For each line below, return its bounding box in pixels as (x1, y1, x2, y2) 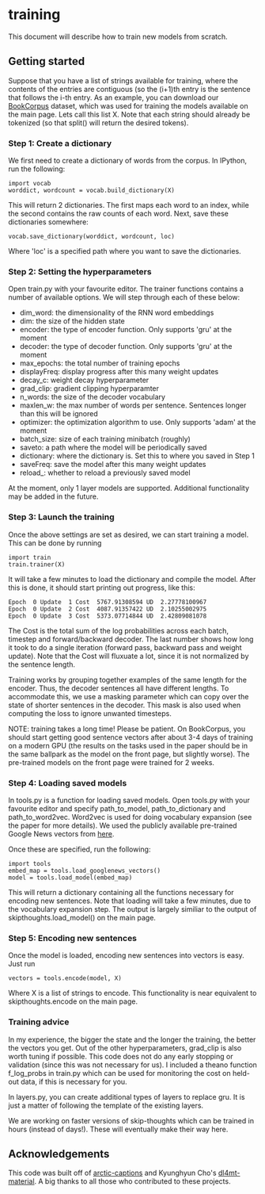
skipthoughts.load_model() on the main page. (8, 913, 157, 922)
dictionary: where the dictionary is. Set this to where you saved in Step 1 (19, 451, 256, 461)
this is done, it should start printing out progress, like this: (8, 583, 195, 592)
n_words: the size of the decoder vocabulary (19, 392, 166, 402)
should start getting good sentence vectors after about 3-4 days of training (8, 732, 253, 742)
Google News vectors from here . (8, 829, 115, 838)
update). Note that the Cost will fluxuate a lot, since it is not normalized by (8, 651, 249, 660)
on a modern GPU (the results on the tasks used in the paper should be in (8, 741, 248, 750)
